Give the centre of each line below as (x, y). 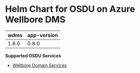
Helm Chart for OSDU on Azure (70, 9)
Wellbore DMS (35, 19)
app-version (43, 35)
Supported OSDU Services (33, 56)
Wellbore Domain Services (40, 65)
